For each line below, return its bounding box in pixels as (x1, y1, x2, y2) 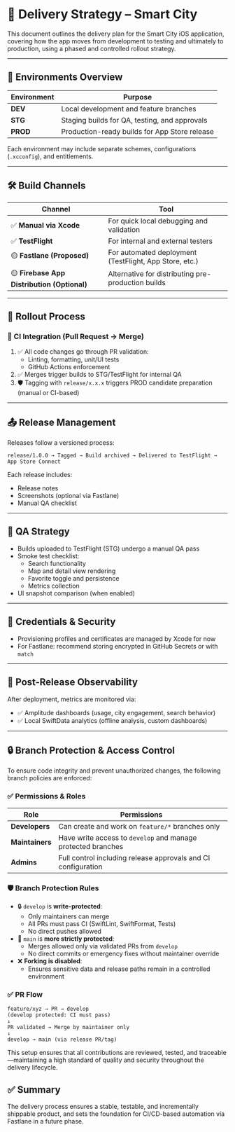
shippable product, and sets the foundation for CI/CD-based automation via (7, 1110, 225, 1118)
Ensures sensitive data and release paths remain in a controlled (27, 965, 211, 973)
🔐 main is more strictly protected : (17, 934, 115, 943)
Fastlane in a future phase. (7, 1117, 84, 1126)
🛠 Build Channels (7, 180, 86, 192)
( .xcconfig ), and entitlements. (7, 152, 94, 160)
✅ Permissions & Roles (7, 792, 86, 801)
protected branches (58, 841, 124, 851)
